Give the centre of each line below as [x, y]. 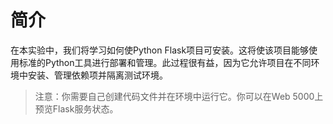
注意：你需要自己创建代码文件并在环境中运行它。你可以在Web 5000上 [179, 96]
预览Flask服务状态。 [76, 108]
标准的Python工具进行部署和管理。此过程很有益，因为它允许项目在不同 [165, 62]
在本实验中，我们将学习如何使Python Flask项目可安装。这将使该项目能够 [160, 50]
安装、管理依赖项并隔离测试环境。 [97, 75]
